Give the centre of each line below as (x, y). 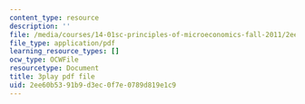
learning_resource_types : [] (64, 52)
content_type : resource (54, 18)
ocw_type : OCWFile (44, 60)
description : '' (40, 26)
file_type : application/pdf (63, 43)
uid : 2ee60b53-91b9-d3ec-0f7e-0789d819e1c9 (93, 85)
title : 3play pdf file (52, 77)
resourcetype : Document (54, 69)
